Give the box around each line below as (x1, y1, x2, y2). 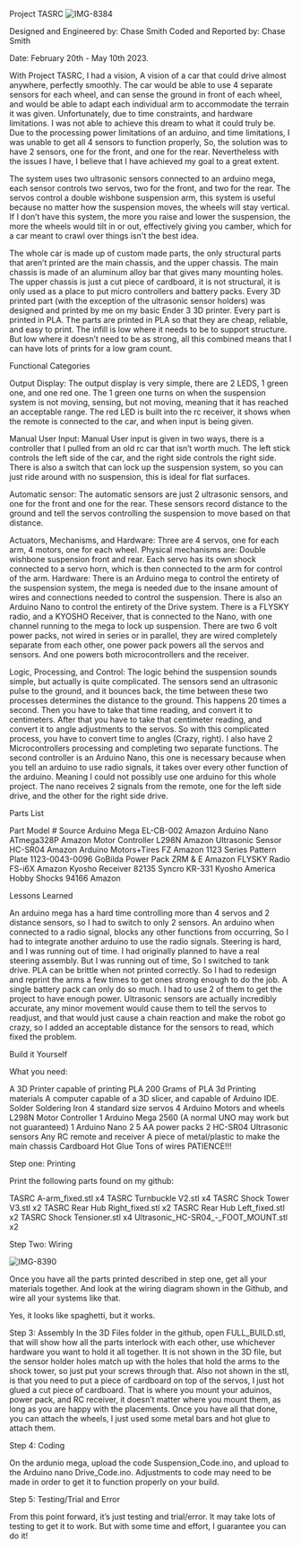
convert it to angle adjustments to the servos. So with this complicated (9, 724, 270, 735)
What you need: (9, 1066, 68, 1076)
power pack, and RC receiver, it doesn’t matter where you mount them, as (9, 1395, 281, 1405)
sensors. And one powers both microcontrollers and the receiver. (9, 649, 249, 659)
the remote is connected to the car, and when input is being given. (9, 416, 254, 426)
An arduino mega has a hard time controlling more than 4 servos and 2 (9, 908, 271, 918)
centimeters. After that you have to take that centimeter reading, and (9, 714, 262, 725)
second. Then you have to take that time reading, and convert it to (9, 705, 254, 715)
